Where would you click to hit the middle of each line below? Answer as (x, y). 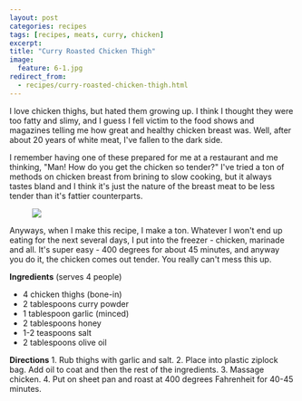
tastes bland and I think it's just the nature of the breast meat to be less (142, 186)
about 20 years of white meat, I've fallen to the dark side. (116, 139)
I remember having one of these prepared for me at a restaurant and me (144, 157)
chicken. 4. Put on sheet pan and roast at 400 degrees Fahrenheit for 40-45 (151, 379)
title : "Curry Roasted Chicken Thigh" (83, 52)
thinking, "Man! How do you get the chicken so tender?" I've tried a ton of (147, 167)
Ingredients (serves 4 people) (66, 276)
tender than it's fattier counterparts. (76, 196)
